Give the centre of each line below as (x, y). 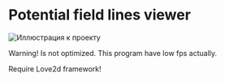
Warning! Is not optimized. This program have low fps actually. (113, 53)
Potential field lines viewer (100, 15)
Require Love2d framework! (55, 69)
